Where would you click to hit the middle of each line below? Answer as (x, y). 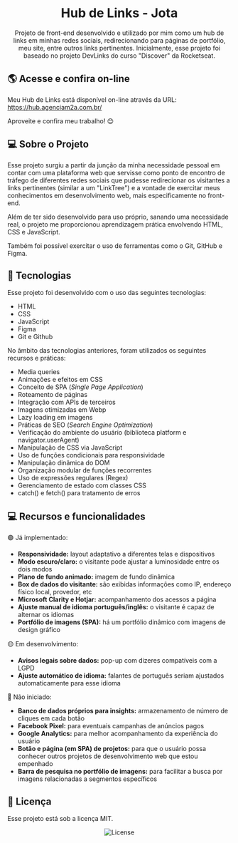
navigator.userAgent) (48, 440)
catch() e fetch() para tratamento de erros (79, 493)
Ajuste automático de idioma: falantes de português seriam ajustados (121, 676)
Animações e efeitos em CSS (60, 380)
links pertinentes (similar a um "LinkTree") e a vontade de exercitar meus (114, 187)
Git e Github (35, 337)
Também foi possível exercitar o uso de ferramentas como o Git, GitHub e (115, 245)
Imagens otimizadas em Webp (62, 410)
